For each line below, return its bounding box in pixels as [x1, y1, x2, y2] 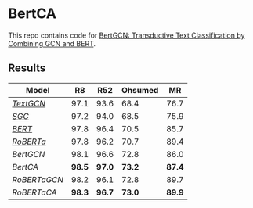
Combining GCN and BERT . [8, 38, 96, 48]
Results [8, 62, 46, 75]
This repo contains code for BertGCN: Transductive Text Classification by [8, 30, 245, 40]
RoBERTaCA [12, 187, 57, 198]
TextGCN [12, 98, 45, 109]
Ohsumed [121, 84, 159, 95]
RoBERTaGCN [12, 174, 64, 185]
